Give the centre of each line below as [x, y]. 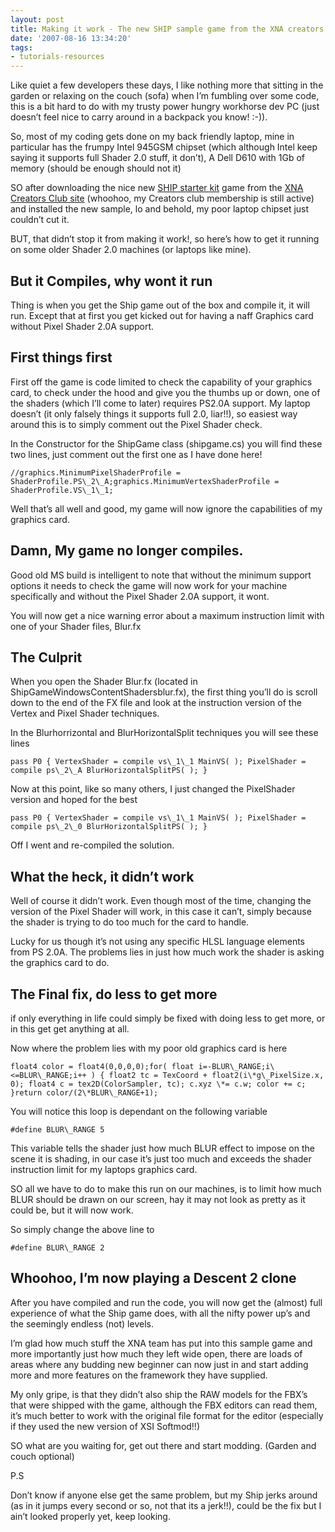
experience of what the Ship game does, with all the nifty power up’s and [160, 1313]
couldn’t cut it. [40, 220]
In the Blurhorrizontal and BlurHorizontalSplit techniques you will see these [164, 733]
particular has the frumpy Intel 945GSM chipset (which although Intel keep [164, 147]
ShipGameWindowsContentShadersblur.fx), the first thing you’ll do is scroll [164, 692]
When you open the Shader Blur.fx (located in [104, 682]
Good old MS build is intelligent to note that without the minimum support [161, 575]
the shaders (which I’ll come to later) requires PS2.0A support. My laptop [160, 403]
